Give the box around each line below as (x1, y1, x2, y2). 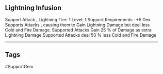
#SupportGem (5, 63, 33, 69)
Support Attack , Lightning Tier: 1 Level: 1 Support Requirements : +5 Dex (5, 16, 150, 22)
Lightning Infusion (5, 4, 62, 12)
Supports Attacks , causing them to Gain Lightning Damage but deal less (5, 22, 150, 28)
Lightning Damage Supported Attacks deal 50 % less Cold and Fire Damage (5, 32, 157, 38)
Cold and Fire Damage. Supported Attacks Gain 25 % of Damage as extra (5, 27, 152, 33)
